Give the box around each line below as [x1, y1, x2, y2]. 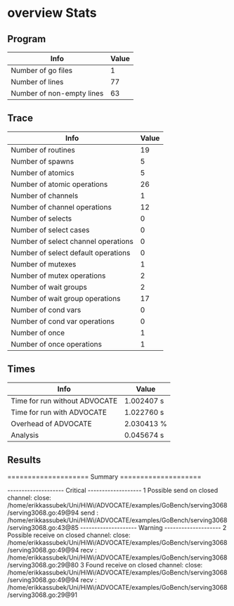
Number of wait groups [11, 282, 88, 292]
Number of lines [11, 77, 64, 86]
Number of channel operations [11, 202, 112, 212]
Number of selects [11, 213, 72, 223]
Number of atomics [11, 167, 74, 177]
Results [7, 454, 41, 466]
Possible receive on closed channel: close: [7, 531, 131, 539]
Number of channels [11, 191, 79, 200]
